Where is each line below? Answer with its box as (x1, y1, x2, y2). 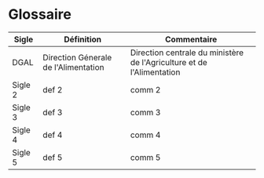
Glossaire (8, 5, 72, 24)
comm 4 (130, 129, 161, 140)
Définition (64, 34, 102, 45)
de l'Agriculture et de (130, 56, 208, 67)
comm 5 (130, 151, 161, 162)
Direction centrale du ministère (130, 47, 244, 58)
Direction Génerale (42, 52, 112, 63)
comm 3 (130, 107, 161, 118)
